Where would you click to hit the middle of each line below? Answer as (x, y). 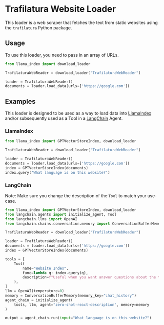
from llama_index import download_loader (48, 64)
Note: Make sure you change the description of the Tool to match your (76, 196)
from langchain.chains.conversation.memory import (58, 224)
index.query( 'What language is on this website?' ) (58, 172)
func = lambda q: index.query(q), (56, 273)
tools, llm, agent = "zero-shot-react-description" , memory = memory (82, 304)
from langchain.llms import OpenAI (41, 219)
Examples (20, 101)
